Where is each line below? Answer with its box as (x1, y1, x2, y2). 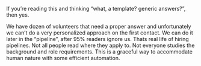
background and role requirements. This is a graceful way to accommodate (6, 48, 193, 55)
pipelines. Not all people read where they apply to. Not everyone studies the (6, 42, 195, 49)
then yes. (6, 11, 29, 18)
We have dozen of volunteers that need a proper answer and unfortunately (6, 23, 191, 30)
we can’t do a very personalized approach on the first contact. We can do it (6, 29, 194, 36)
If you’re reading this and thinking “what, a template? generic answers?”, (6, 5, 186, 12)
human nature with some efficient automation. (6, 55, 120, 61)
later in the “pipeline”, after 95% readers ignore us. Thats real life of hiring (6, 36, 190, 42)
